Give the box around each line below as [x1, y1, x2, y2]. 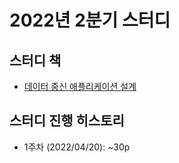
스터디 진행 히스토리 [9, 112, 125, 130]
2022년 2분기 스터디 [9, 9, 171, 32]
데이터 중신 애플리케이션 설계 [23, 81, 137, 92]
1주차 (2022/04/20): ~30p [23, 141, 131, 153]
